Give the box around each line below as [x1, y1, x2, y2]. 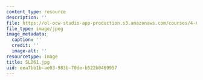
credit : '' [11, 43, 39, 49]
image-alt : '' [11, 48, 47, 54]
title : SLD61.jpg [6, 59, 50, 65]
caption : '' [11, 37, 42, 43]
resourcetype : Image [6, 54, 59, 60]
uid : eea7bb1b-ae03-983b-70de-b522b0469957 [6, 64, 118, 71]
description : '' [6, 14, 47, 20]
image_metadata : [6, 31, 47, 37]
